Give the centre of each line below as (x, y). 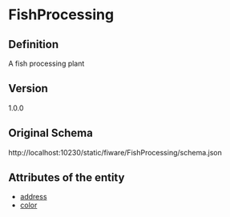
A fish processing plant (46, 63)
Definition (33, 44)
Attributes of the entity (67, 178)
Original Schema (51, 133)
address (33, 197)
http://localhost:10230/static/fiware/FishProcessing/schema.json (115, 152)
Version (28, 88)
